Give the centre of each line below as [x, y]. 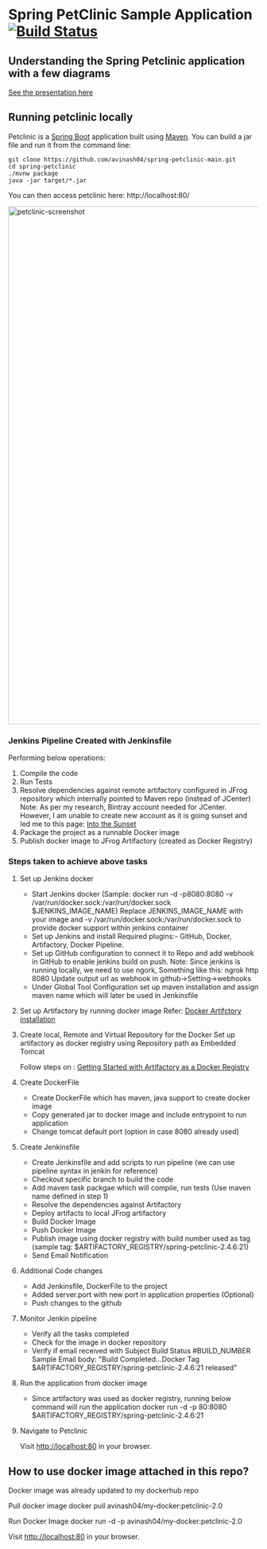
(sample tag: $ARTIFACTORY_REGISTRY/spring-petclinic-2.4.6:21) [140, 1247]
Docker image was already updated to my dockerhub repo [104, 1491]
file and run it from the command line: [70, 145]
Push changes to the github [77, 1303]
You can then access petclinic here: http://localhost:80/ [99, 195]
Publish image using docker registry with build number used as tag [141, 1239]
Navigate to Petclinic [53, 1431]
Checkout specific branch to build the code [103, 1179]
